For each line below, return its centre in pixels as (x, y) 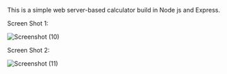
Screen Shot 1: (28, 23)
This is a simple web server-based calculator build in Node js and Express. (114, 10)
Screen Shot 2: (28, 50)
